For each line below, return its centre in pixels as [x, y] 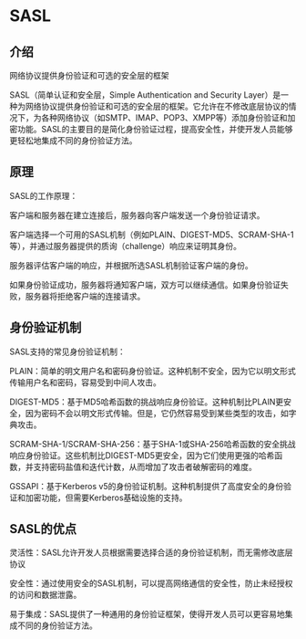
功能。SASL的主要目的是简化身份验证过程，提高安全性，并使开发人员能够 [155, 129]
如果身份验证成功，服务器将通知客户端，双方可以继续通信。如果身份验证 [145, 285]
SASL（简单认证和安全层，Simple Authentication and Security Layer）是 [145, 95]
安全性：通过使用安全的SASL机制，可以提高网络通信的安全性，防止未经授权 [151, 583]
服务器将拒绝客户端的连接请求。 [85, 296]
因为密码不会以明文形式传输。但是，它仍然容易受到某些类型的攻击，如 [157, 413]
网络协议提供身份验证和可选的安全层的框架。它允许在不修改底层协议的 [157, 106]
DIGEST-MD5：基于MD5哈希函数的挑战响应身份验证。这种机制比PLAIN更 [147, 402]
